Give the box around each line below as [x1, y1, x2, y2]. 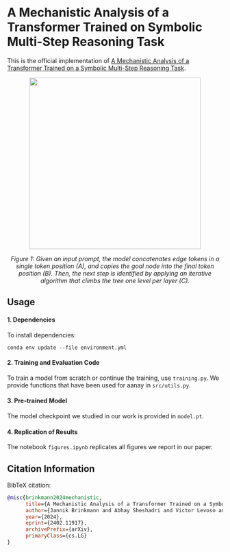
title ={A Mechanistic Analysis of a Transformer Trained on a [25, 501, 207, 507]
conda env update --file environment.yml [7, 344, 127, 351]
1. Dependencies [7, 315, 56, 324]
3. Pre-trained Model [7, 396, 67, 405]
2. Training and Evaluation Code [7, 359, 100, 367]
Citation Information [7, 463, 95, 475]
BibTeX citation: [7, 481, 51, 489]
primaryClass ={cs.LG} [25, 533, 88, 540]
